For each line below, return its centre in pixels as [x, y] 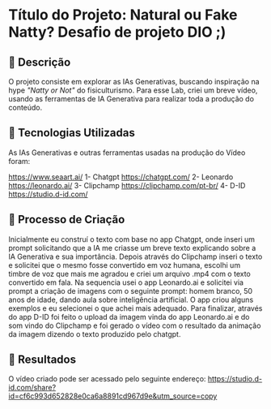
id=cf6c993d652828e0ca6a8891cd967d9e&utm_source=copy [113, 396]
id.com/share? [32, 388]
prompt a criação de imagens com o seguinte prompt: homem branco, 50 [131, 291]
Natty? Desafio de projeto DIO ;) [117, 32]
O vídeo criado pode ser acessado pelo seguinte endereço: [107, 379]
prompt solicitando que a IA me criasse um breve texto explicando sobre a [132, 248]
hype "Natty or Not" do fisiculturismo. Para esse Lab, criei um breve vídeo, [133, 90]
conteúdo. [25, 108]
